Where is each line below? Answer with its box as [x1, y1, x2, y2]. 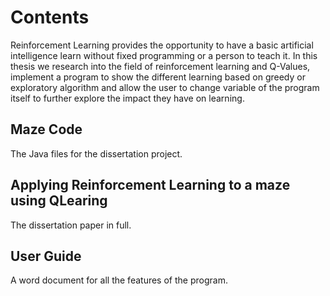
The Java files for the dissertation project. [10, 147, 183, 160]
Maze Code [10, 121, 83, 138]
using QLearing [10, 192, 108, 210]
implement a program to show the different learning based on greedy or [10, 71, 306, 83]
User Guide [10, 247, 82, 265]
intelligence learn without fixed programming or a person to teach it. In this [10, 49, 318, 61]
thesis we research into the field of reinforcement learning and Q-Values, [10, 60, 311, 72]
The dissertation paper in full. [10, 219, 132, 231]
